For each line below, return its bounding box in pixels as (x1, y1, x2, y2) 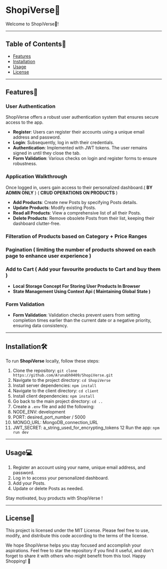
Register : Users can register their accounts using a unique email (12, 129, 145, 135)
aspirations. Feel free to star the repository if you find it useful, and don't (5, 547, 154, 553)
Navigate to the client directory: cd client (12, 387, 99, 394)
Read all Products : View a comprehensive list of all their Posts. (12, 210, 141, 215)
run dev (12, 429, 29, 435)
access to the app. (5, 119, 44, 126)
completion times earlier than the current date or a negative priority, (12, 317, 152, 323)
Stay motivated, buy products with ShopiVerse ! (5, 495, 103, 501)
